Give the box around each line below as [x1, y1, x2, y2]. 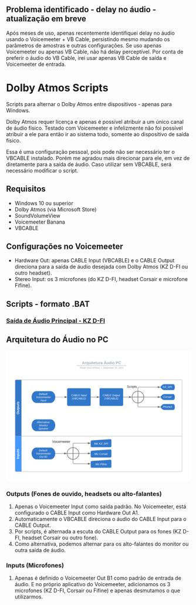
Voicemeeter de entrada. [6, 60, 66, 67]
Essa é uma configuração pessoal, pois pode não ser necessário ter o [6, 148, 175, 155]
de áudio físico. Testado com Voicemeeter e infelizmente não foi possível [6, 124, 183, 131]
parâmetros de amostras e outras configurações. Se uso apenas [6, 42, 162, 49]
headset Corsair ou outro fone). [22, 534, 99, 542]
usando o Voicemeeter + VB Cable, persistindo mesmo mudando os [6, 35, 170, 43]
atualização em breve [6, 14, 87, 24]
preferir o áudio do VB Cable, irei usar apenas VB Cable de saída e [6, 54, 167, 61]
